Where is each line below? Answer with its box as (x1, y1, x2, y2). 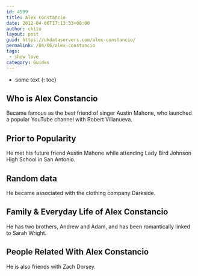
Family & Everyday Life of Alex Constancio (6, 207, 169, 217)
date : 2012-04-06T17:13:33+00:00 (6, 20, 90, 26)
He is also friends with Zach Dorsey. (6, 263, 96, 270)
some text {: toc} (14, 76, 57, 83)
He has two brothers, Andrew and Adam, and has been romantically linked (6, 223, 191, 230)
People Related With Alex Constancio (6, 247, 149, 257)
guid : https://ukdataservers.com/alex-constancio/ (6, 37, 136, 43)
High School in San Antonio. (6, 156, 76, 163)
